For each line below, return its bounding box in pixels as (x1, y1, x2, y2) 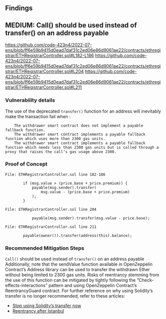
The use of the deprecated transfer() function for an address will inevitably (5, 108, 162, 114)
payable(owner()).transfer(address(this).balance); (23, 233, 133, 238)
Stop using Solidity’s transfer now (12, 303, 82, 309)
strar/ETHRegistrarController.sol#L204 (5, 68, 84, 74)
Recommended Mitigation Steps (5, 244, 84, 251)
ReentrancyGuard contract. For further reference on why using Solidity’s (5, 288, 153, 294)
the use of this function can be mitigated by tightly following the (5, 277, 136, 283)
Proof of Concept (5, 160, 48, 167)
